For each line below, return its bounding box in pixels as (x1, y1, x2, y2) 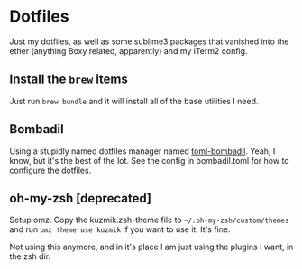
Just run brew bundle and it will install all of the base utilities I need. (9, 95, 259, 106)
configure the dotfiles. (9, 165, 92, 175)
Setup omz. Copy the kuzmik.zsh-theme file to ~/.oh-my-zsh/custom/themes (9, 214, 289, 226)
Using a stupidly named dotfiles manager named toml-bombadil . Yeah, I (9, 146, 276, 157)
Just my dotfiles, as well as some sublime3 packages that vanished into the (9, 36, 289, 47)
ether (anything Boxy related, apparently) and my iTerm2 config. (9, 45, 248, 56)
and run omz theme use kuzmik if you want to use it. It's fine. (9, 224, 231, 235)
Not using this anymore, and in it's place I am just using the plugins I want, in (9, 241, 294, 253)
